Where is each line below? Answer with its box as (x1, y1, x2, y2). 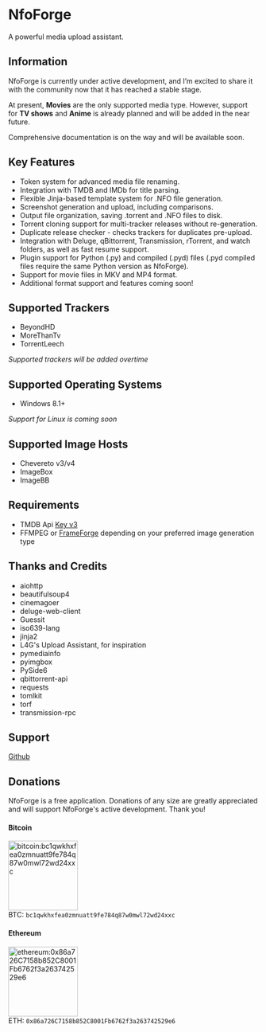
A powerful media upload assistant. (8, 32, 125, 41)
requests (19, 682, 49, 692)
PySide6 (19, 665, 48, 674)
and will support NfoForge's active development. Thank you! (8, 804, 206, 814)
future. (8, 117, 30, 127)
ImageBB (19, 475, 50, 485)
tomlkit (19, 690, 42, 700)
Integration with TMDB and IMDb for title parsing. (19, 185, 181, 194)
